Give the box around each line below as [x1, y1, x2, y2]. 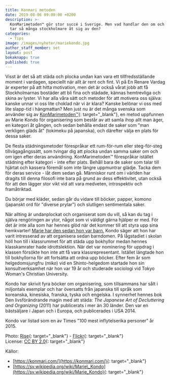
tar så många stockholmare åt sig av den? [10, 26, 101, 32]
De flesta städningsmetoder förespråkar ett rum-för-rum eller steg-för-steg [5, 143, 162, 149]
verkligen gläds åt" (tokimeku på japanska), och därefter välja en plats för [5, 128, 159, 134]
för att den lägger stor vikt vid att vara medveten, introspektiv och [5, 181, 143, 187]
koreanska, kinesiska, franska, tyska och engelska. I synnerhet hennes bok [5, 291, 162, 298]
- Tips [10, 36, 24, 41]
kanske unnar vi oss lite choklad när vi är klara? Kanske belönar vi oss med [5, 100, 162, 107]
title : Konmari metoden [5, 7, 56, 13]
